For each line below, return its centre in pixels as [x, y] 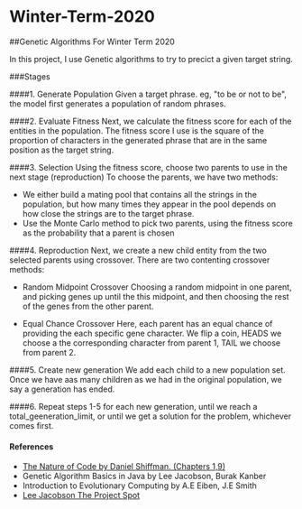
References [32, 446]
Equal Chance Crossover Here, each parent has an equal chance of [147, 323]
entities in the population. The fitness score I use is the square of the [137, 130]
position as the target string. [62, 150]
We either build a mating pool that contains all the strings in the [139, 194]
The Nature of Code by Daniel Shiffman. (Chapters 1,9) [124, 467]
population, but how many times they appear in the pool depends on [149, 204]
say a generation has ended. [62, 389]
